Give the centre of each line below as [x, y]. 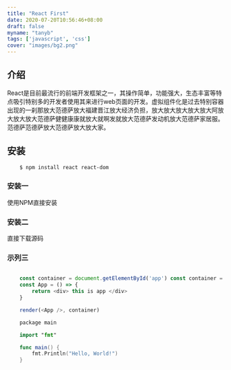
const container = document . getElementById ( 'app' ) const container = [121, 279]
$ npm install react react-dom [64, 167]
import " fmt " [38, 335]
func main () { [40, 347]
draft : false [26, 26]
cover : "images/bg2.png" [43, 45]
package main [38, 323]
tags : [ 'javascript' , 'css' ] [49, 39]
